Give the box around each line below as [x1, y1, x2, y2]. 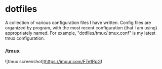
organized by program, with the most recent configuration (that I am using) [5, 24, 158, 30]
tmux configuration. [5, 35, 45, 41]
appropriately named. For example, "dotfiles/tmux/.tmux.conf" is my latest [5, 30, 156, 36]
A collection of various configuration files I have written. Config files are [5, 20, 152, 25]
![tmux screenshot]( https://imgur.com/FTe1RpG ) [5, 59, 103, 65]
